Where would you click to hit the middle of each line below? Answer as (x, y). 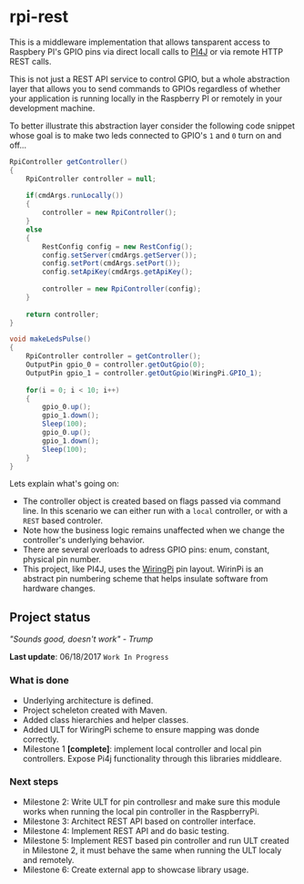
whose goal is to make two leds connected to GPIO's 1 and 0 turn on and (146, 135)
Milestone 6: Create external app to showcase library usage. (136, 869)
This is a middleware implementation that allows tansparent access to (140, 42)
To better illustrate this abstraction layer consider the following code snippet (152, 126)
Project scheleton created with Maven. (95, 710)
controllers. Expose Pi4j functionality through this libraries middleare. (152, 758)
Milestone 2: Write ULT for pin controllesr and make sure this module (151, 802)
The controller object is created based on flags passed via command (152, 501)
